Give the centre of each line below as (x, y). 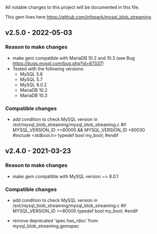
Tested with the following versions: (48, 69)
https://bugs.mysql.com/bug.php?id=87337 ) (58, 63)
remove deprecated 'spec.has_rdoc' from (55, 220)
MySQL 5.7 (31, 79)
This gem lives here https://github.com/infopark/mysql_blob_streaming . (79, 17)
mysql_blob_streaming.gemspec (46, 226)
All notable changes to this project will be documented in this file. (72, 7)
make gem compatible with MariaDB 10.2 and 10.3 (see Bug (73, 58)
